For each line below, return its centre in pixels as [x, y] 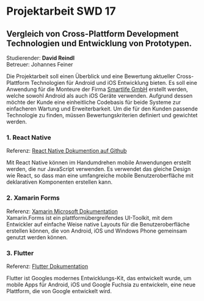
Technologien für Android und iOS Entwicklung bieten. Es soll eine [114, 83]
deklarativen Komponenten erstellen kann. [60, 182]
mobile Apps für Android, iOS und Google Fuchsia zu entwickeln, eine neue [101, 285]
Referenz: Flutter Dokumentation [47, 266]
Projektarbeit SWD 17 [61, 11]
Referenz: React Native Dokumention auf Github [67, 151]
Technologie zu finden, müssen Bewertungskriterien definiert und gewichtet [102, 115]
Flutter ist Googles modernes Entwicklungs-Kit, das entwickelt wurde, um [99, 278]
